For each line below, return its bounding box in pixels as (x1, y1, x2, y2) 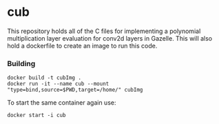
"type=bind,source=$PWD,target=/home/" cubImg (7, 87, 143, 94)
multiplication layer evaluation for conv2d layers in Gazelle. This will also (7, 34, 212, 42)
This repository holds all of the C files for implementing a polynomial (7, 27, 201, 35)
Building (7, 59, 36, 68)
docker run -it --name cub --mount (7, 81, 109, 87)
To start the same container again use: (7, 99, 116, 107)
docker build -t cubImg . (7, 74, 81, 81)
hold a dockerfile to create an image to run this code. (7, 41, 158, 50)
